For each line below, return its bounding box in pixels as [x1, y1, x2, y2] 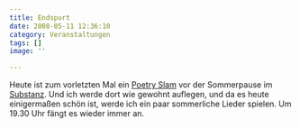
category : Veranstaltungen [9, 30, 111, 39]
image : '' [9, 47, 47, 56]
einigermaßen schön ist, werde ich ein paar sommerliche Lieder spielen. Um [9, 98, 292, 109]
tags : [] [9, 38, 42, 48]
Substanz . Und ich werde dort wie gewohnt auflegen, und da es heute [9, 89, 269, 100]
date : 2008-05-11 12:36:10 [9, 22, 111, 31]
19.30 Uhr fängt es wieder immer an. [9, 108, 145, 119]
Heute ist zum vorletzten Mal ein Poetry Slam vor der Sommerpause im [9, 79, 273, 90]
